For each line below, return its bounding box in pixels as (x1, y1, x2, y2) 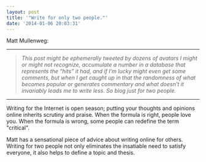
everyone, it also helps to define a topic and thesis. (6, 149, 135, 156)
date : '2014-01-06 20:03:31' (6, 20, 81, 26)
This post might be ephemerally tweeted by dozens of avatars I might (21, 54, 197, 62)
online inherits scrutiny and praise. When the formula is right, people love (6, 111, 191, 119)
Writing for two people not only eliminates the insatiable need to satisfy (6, 142, 186, 150)
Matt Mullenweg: (6, 37, 49, 45)
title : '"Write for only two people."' (6, 15, 109, 21)
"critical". (6, 124, 29, 131)
